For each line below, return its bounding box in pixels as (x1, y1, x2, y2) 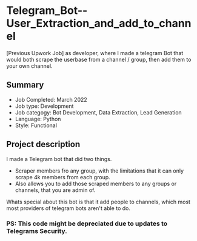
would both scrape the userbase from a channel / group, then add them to (6, 56, 192, 63)
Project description (6, 139, 81, 150)
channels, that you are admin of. (15, 186, 96, 194)
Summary (6, 80, 44, 90)
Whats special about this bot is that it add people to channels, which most (6, 198, 191, 205)
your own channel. (6, 62, 53, 70)
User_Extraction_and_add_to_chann (6, 16, 192, 30)
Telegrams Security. (6, 227, 68, 236)
